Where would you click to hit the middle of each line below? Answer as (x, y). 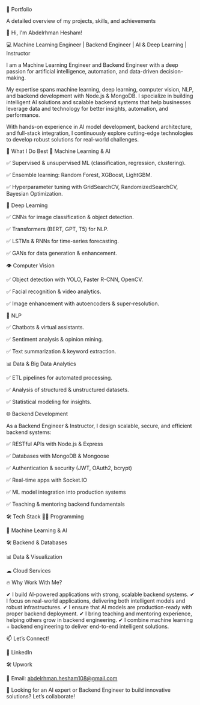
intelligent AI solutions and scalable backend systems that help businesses (98, 102)
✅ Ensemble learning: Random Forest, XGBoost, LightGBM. (79, 175)
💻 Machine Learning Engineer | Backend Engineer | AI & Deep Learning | (97, 45)
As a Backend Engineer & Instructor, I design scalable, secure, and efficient (99, 426)
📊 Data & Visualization (34, 557)
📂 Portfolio (19, 9)
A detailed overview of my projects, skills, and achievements (81, 21)
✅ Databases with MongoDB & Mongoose (58, 456)
